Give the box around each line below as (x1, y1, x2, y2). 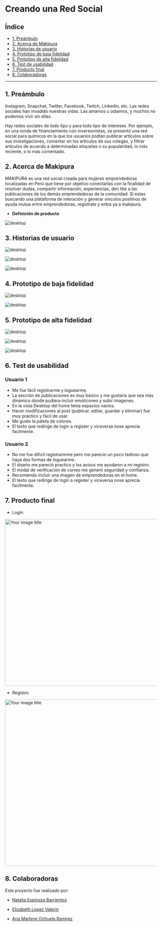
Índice (5, 23, 24, 31)
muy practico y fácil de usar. (12, 413, 69, 419)
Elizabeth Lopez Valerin (12, 906, 59, 912)
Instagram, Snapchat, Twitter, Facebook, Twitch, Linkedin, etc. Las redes (5, 103, 149, 109)
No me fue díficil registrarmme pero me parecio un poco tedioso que (12, 452, 148, 458)
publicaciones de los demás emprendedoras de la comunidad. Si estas (5, 191, 146, 197)
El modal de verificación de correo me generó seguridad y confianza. (12, 467, 150, 473)
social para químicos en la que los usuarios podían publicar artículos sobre (5, 133, 154, 139)
